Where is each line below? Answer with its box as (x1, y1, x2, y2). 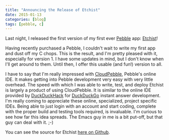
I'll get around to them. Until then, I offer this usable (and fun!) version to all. (5, 61, 163, 67)
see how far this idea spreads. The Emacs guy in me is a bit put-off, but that (5, 114, 163, 120)
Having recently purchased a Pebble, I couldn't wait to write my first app (5, 45, 155, 51)
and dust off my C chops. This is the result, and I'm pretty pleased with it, (5, 51, 158, 57)
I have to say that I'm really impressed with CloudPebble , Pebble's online (5, 71, 156, 77)
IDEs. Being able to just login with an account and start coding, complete (5, 103, 156, 109)
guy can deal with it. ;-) (5, 119, 54, 125)
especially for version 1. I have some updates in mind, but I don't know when (5, 56, 164, 62)
